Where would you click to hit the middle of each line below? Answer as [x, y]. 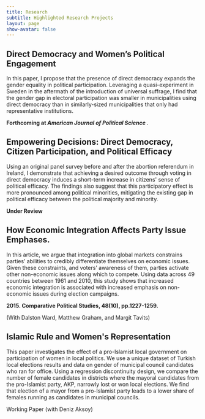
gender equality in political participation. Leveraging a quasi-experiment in [100, 85]
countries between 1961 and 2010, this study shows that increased [90, 280]
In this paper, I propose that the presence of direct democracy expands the [101, 79]
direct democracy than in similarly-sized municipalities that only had [92, 104]
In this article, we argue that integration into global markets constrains [94, 255]
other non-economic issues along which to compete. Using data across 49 [100, 274]
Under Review [24, 211]
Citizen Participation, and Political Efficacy [89, 152]
